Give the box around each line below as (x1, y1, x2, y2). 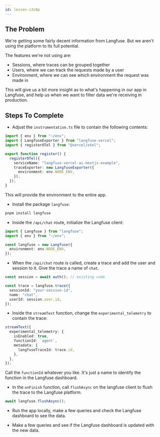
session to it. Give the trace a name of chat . (12, 265, 99, 271)
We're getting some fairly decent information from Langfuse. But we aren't (5, 38, 154, 44)
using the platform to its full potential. (5, 43, 80, 49)
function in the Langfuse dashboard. (5, 375, 78, 381)
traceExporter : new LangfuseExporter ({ (14, 165, 95, 170)
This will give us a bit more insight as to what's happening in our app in (5, 87, 147, 93)
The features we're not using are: (5, 52, 72, 58)
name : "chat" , (9, 292, 38, 297)
